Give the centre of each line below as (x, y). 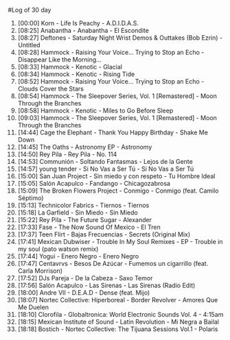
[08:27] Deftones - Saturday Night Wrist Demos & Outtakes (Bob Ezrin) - (120, 38)
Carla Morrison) (40, 271)
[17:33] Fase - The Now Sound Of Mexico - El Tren (89, 227)
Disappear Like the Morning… (59, 60)
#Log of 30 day (30, 10)
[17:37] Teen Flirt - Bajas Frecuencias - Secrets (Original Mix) (104, 234)
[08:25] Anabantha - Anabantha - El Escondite (83, 31)
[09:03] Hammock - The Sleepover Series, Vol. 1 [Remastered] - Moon (117, 118)
